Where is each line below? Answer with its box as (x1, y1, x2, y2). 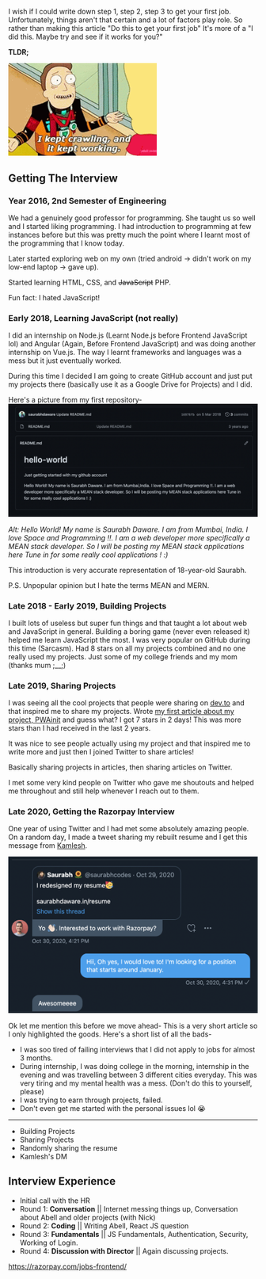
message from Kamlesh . (8, 841, 88, 850)
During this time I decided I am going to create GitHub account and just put (8, 372, 253, 381)
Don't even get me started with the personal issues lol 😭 (19, 1103, 206, 1113)
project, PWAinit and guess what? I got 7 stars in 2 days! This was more (8, 715, 241, 724)
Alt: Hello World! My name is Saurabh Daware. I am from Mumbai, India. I (8, 525, 248, 534)
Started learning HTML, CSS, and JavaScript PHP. (8, 277, 172, 287)
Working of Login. (19, 1238, 78, 1247)
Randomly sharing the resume (19, 1143, 118, 1152)
